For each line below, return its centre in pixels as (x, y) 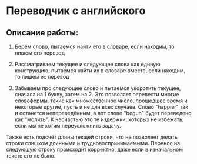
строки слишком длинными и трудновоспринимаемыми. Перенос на (93, 143)
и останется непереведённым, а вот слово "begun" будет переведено (103, 113)
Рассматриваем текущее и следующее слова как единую (87, 64)
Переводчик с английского (76, 11)
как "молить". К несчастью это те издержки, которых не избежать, (99, 119)
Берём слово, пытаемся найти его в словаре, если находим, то (94, 46)
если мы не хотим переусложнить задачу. (68, 125)
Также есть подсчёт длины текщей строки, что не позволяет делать (92, 137)
